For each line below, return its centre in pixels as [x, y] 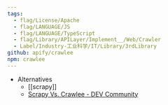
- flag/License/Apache [47, 20]
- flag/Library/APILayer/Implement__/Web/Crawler [87, 40]
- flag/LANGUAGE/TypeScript [55, 33]
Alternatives [35, 79]
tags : [15, 14]
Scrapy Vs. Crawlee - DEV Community [83, 94]
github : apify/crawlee [40, 53]
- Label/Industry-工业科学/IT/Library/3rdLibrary [85, 46]
